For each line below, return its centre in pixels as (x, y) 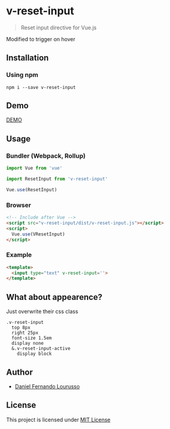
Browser (19, 205)
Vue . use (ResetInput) (32, 189)
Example (19, 255)
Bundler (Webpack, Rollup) (46, 155)
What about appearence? (54, 297)
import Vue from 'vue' (34, 168)
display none (28, 344)
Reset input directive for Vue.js (58, 27)
